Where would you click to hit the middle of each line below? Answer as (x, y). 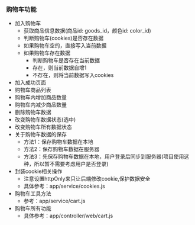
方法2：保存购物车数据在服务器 (61, 149)
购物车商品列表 (33, 90)
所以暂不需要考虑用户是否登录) (71, 164)
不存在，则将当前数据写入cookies (73, 75)
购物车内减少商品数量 (40, 105)
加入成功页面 (30, 83)
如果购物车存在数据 (47, 53)
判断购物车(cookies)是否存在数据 (64, 38)
